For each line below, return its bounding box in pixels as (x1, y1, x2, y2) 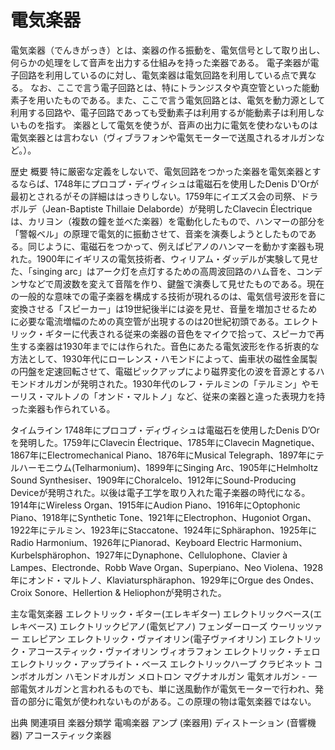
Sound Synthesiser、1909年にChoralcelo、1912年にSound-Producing (10, 474, 297, 486)
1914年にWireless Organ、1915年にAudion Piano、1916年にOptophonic (10, 499, 301, 511)
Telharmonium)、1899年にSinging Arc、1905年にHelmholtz (74, 461, 319, 473)
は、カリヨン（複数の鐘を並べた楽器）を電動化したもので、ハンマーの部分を (10, 215, 326, 227)
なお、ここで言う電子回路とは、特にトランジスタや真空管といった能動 (29, 81, 320, 93)
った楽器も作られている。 (10, 402, 116, 415)
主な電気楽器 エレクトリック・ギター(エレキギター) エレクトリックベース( (10, 607, 314, 620)
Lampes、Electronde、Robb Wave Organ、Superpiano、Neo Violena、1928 (10, 561, 324, 573)
